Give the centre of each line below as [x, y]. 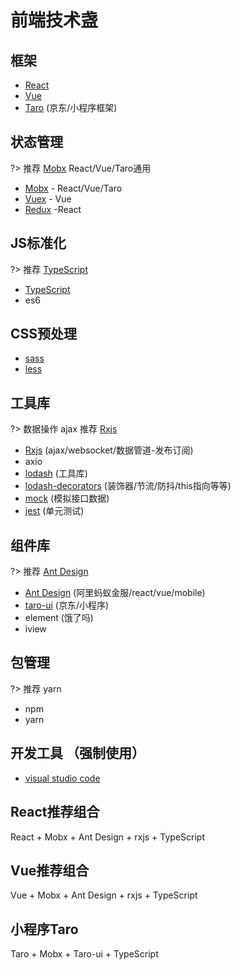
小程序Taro [44, 929]
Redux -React [53, 209]
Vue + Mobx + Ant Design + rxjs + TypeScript [104, 895]
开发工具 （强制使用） [77, 753]
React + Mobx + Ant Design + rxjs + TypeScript [107, 837]
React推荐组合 [55, 812]
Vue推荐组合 [50, 870]
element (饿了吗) [59, 618]
